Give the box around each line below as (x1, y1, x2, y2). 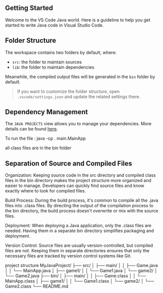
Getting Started (5, 4, 53, 12)
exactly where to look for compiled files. (5, 188, 86, 194)
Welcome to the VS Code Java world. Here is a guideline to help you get (5, 17, 151, 23)
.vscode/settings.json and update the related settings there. (17, 93, 140, 100)
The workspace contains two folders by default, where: (5, 49, 116, 55)
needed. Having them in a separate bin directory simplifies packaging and (5, 228, 154, 234)
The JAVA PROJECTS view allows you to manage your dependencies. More (5, 121, 152, 127)
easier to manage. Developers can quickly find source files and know (5, 183, 144, 188)
